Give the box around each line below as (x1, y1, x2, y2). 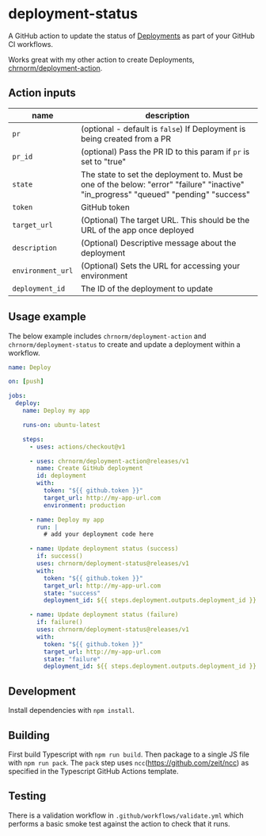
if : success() (36, 553, 83, 561)
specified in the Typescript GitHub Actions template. (8, 766, 179, 776)
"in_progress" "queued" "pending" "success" (80, 188, 251, 199)
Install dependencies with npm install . (8, 706, 135, 715)
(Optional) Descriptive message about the (80, 237, 237, 248)
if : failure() (36, 618, 83, 626)
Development (8, 684, 77, 698)
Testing (8, 789, 47, 803)
